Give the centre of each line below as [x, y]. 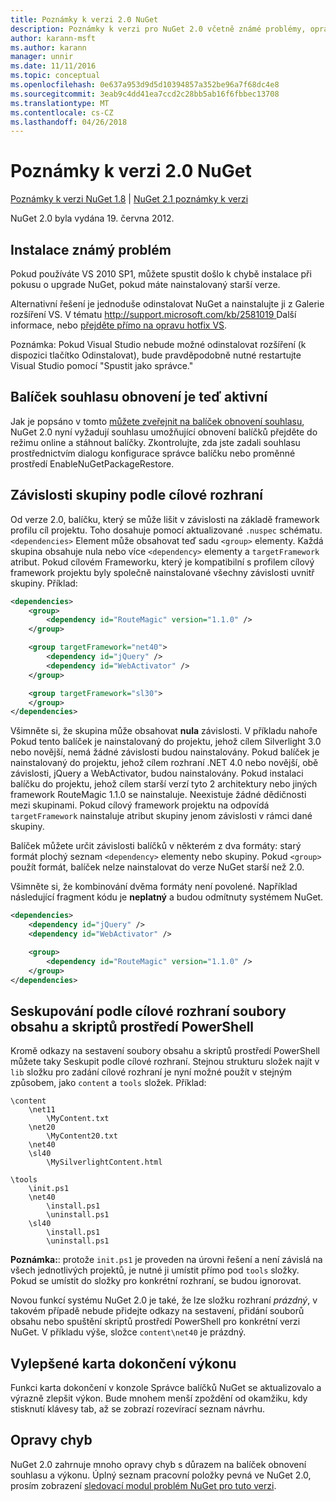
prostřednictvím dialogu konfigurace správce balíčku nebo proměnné [153, 453]
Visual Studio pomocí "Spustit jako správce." [102, 365]
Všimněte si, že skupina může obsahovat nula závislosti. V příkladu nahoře [164, 731]
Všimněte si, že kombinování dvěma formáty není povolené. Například [154, 887]
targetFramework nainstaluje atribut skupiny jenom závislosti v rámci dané [161, 816]
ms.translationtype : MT [60, 103]
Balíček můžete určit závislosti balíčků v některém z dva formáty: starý [156, 846]
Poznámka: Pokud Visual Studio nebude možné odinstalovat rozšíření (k [158, 344]
